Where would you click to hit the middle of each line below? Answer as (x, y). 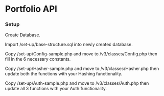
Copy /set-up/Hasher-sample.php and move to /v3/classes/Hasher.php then (82, 69)
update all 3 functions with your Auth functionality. (56, 89)
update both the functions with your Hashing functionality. (64, 74)
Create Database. (23, 35)
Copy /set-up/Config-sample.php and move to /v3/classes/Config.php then (81, 54)
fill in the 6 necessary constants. (38, 59)
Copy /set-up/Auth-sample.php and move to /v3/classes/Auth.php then (77, 83)
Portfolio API (31, 9)
